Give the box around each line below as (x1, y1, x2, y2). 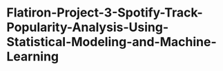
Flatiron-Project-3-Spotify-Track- (6, 5, 203, 21)
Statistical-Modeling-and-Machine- (6, 34, 217, 50)
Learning (6, 49, 59, 65)
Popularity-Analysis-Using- (6, 19, 169, 35)
